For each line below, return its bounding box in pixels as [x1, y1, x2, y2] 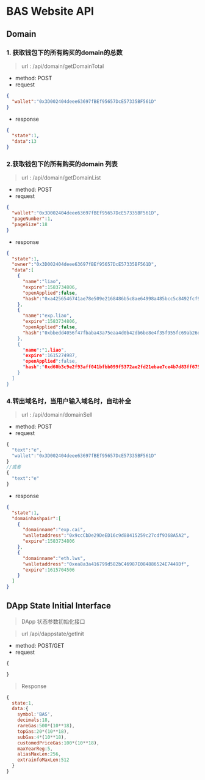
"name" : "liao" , [22, 279, 62, 285]
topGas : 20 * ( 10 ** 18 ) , [17, 728, 70, 735]
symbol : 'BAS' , [17, 711, 53, 718]
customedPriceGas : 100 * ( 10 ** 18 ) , [17, 740, 99, 746]
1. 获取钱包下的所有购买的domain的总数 [6, 48, 123, 56]
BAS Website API [6, 4, 95, 18]
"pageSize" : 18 [12, 221, 48, 227]
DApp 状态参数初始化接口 [21, 618, 85, 625]
